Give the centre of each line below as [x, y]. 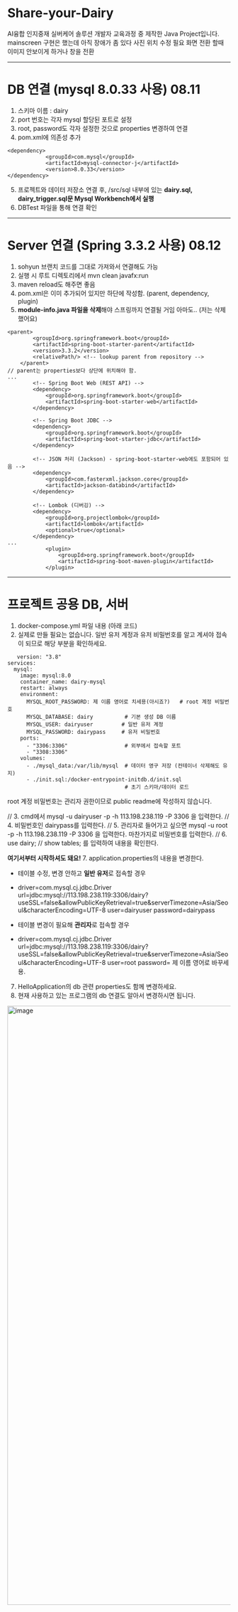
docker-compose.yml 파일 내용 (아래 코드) [78, 625]
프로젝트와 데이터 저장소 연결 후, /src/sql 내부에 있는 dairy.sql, [105, 189]
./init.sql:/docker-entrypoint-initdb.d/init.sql [107, 779]
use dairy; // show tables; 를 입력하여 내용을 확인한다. [83, 843]
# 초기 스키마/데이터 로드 [157, 787]
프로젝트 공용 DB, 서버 [68, 604]
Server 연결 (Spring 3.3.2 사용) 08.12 [114, 246]
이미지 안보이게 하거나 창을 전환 [51, 51]
